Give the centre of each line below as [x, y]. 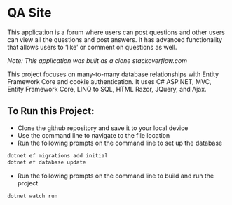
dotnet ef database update [47, 162]
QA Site [29, 13]
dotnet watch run [33, 196]
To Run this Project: [51, 111]
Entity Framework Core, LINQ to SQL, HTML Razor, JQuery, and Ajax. [107, 89]
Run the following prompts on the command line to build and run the [116, 176]
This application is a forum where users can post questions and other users [116, 32]
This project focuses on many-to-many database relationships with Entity [113, 74]
